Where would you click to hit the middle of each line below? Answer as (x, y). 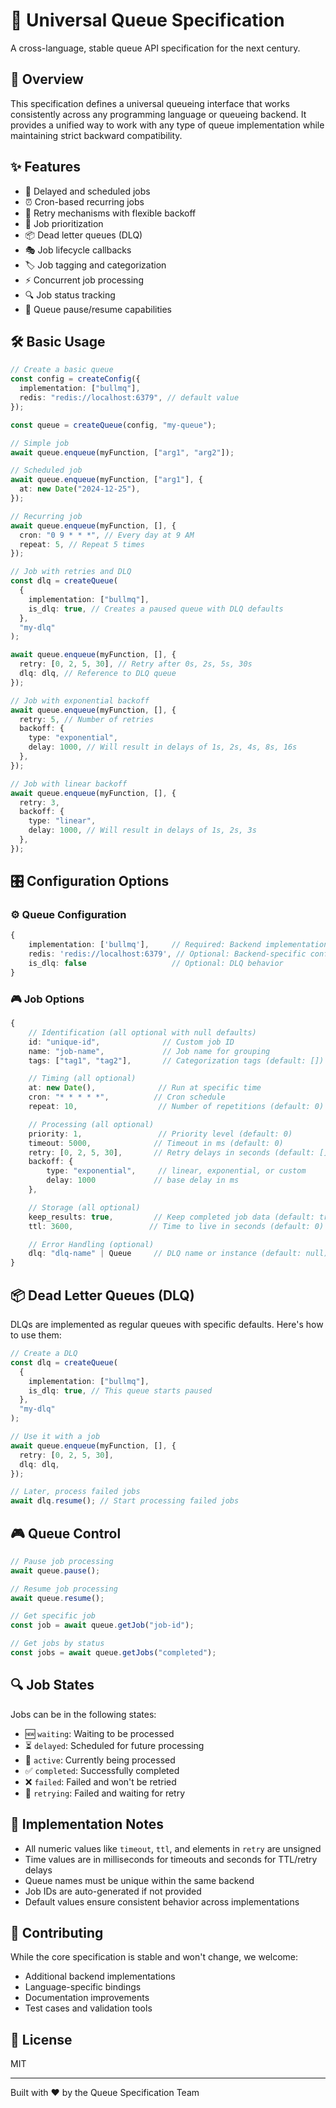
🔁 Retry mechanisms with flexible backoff (110, 213)
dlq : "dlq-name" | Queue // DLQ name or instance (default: (165, 1254)
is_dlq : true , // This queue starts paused (120, 1390)
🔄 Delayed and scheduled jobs (87, 191)
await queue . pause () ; (55, 1570)
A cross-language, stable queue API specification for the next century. (155, 48)
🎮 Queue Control (66, 1533)
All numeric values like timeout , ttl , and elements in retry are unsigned (173, 1848)
